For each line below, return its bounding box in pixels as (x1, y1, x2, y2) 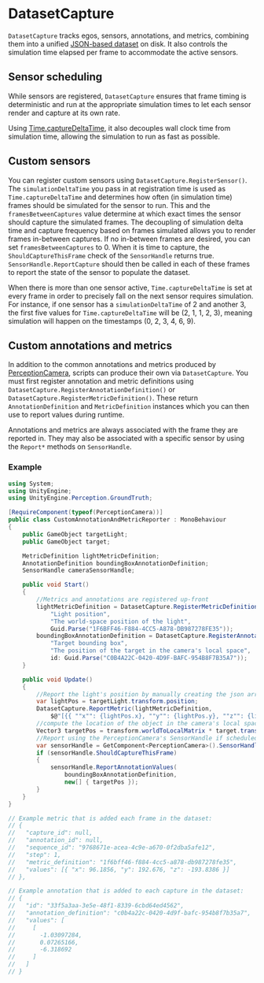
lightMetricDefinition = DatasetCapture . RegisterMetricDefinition (36, 603, 258, 610)
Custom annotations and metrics (8, 339, 173, 352)
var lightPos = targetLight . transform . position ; (36, 698, 199, 706)
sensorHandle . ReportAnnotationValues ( (49, 763, 178, 772)
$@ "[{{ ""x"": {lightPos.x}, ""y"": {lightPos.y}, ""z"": (49, 712, 244, 721)
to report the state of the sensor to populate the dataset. (8, 267, 191, 276)
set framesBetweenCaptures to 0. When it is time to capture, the (8, 242, 210, 252)
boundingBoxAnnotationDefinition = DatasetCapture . (36, 632, 210, 640)
